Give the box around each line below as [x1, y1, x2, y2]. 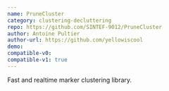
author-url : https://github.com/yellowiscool [7, 37, 143, 44]
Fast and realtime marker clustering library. [7, 75, 132, 84]
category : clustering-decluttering [7, 17, 112, 24]
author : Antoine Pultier [7, 30, 80, 37]
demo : [7, 43, 23, 50]
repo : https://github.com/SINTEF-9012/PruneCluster [7, 23, 162, 30]
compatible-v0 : [7, 50, 52, 57]
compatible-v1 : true [7, 56, 68, 63]
